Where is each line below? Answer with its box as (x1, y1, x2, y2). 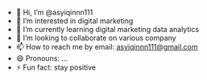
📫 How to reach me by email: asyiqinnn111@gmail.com (15, 42, 198, 51)
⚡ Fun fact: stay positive (15, 62, 97, 72)
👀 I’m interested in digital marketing (15, 16, 134, 26)
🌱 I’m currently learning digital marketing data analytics (15, 25, 200, 34)
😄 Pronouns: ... (15, 54, 68, 63)
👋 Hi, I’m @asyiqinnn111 (15, 8, 93, 17)
